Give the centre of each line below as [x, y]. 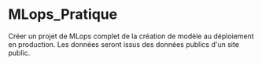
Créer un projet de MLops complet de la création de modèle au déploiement [131, 36]
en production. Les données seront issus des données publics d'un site [124, 44]
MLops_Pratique [63, 14]
